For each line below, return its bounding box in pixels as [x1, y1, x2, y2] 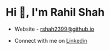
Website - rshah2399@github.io [14, 25, 94, 33]
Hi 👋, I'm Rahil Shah [5, 5, 105, 19]
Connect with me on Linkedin [14, 37, 88, 44]
